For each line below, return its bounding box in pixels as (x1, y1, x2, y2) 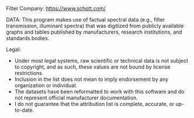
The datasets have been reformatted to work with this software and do (14, 88, 185, 95)
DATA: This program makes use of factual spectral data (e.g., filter (6, 16, 165, 23)
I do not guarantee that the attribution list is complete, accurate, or (14, 101, 175, 107)
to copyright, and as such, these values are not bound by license (14, 63, 171, 70)
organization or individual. (14, 82, 78, 89)
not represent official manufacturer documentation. (14, 94, 138, 101)
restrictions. (14, 70, 44, 76)
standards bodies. (6, 35, 50, 41)
